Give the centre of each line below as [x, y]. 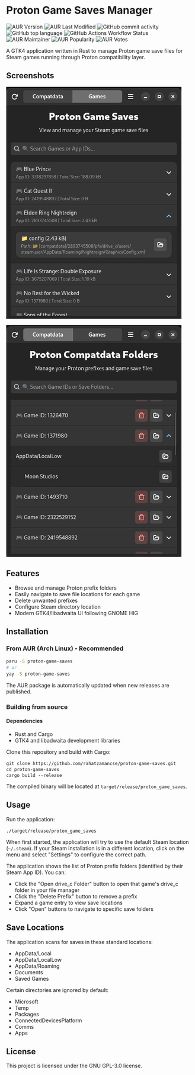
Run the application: [31, 819]
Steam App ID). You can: [36, 872]
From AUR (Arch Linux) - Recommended [65, 648]
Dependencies [25, 721]
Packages [27, 1014]
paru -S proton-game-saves [39, 661]
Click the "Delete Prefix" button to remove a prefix [76, 896]
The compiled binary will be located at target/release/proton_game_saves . [97, 786]
